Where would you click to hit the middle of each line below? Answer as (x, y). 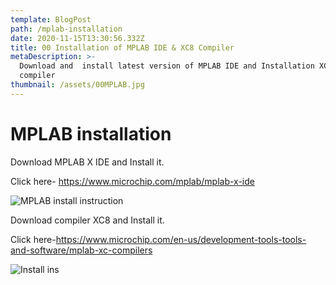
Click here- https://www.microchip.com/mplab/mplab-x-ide (132, 181)
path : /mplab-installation (66, 29)
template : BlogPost (51, 19)
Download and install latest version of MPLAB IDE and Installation (167, 66)
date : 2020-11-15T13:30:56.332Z (77, 38)
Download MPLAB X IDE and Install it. (87, 162)
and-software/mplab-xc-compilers (81, 250)
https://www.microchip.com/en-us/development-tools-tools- (181, 239)
